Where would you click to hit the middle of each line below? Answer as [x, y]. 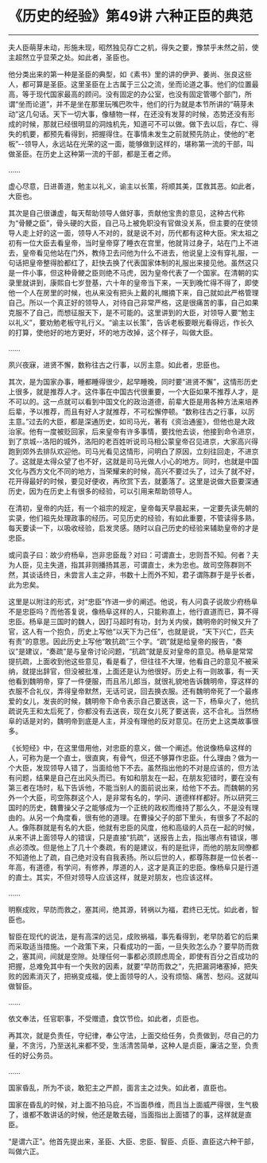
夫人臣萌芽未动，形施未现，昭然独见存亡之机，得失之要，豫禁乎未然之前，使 [133, 47]
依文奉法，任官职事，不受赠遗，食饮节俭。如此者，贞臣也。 [106, 1018]
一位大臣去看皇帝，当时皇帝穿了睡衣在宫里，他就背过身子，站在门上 [133, 243]
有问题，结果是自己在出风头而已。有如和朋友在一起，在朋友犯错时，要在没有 [133, 778]
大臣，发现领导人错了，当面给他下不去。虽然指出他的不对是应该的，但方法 [137, 767]
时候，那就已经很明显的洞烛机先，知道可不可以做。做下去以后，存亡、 [137, 123]
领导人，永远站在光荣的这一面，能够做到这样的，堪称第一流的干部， [136, 143]
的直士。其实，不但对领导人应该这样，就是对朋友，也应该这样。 [112, 877]
